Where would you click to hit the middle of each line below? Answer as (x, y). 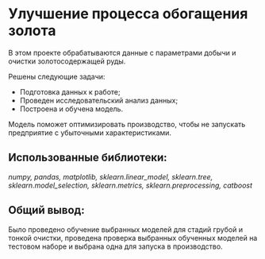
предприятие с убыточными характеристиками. (90, 133)
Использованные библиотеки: (88, 158)
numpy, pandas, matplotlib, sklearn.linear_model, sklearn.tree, (111, 176)
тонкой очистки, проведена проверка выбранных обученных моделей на (133, 238)
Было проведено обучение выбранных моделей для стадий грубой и (126, 229)
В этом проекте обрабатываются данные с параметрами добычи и (122, 52)
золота (32, 31)
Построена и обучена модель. (71, 109)
